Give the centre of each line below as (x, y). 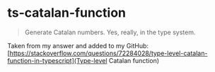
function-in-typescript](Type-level (57, 60)
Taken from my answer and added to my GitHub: (78, 45)
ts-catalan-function (66, 13)
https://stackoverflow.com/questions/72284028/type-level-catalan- (109, 53)
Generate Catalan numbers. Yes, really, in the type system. (110, 32)
